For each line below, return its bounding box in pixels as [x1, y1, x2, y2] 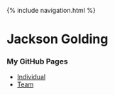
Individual [16, 73, 46, 81]
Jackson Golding [6, 31, 109, 47]
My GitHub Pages [6, 56, 68, 66]
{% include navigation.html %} [6, 6, 97, 14]
